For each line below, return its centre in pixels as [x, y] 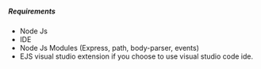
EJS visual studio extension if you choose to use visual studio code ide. [136, 56]
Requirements [32, 11]
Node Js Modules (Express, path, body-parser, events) [109, 48]
